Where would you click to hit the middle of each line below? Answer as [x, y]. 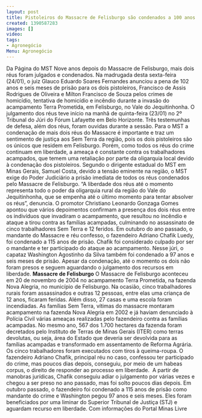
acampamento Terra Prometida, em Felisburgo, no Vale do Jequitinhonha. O [100, 107]
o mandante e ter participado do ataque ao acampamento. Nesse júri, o [95, 248]
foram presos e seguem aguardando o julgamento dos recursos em [90, 267]
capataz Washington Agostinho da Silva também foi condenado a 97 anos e [100, 254]
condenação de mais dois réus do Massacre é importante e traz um [90, 132]
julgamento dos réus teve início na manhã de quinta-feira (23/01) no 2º [94, 113]
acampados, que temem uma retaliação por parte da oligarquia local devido [100, 158]
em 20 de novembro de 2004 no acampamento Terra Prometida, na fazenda [101, 280]
